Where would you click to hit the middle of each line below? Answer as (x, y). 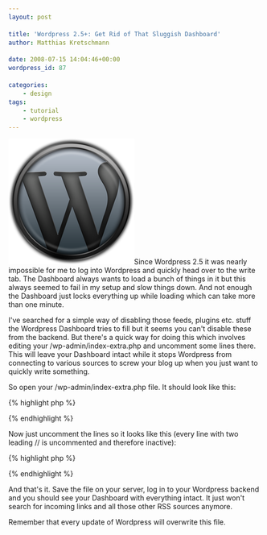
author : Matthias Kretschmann (59, 43)
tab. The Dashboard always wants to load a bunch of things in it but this (127, 279)
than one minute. (36, 305)
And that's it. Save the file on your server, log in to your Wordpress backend (134, 489)
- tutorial (41, 110)
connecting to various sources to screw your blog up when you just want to (133, 363)
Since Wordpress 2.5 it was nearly (191, 262)
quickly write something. (49, 371)
